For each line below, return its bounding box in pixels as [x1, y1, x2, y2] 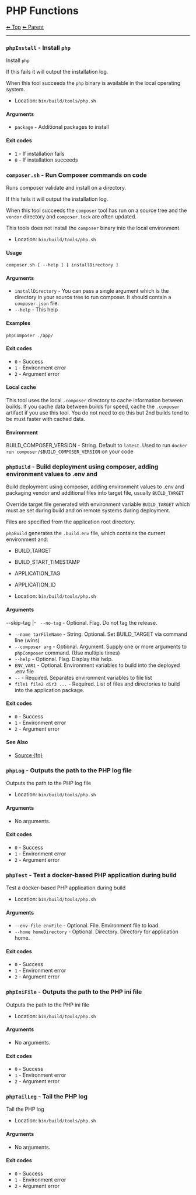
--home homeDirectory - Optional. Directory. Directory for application [14, 928, 179, 935]
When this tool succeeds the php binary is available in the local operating [6, 80, 181, 87]
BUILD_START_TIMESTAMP [14, 559, 80, 566]
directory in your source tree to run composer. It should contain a [14, 294, 171, 301]
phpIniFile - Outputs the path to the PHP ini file [6, 988, 142, 996]
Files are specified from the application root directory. [6, 518, 135, 525]
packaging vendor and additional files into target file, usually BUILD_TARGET [6, 489, 184, 497]
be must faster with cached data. [6, 415, 86, 422]
